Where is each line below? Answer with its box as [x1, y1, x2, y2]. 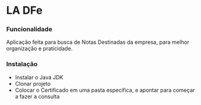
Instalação [6, 60, 38, 68]
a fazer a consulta [14, 92, 60, 100]
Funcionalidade [6, 25, 52, 34]
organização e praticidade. [6, 45, 73, 52]
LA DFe [6, 4, 43, 17]
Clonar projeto [14, 80, 51, 87]
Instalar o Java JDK [14, 73, 64, 81]
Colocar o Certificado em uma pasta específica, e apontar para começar [14, 86, 196, 94]
